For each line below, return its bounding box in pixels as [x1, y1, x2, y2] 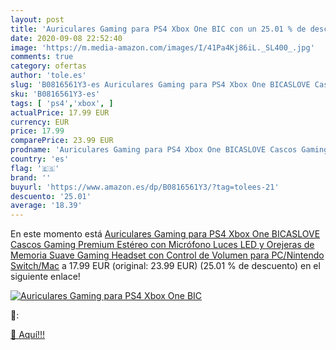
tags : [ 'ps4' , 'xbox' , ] [10, 98, 114, 108]
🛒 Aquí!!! [10, 329, 46, 341]
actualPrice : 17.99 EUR [10, 107, 110, 118]
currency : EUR [10, 117, 70, 127]
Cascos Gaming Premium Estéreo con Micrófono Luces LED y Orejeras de [10, 239, 315, 251]
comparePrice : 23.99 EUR [10, 136, 114, 146]
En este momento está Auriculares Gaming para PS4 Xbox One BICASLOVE [10, 228, 321, 240]
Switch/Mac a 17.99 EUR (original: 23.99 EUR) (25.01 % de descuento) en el [10, 260, 321, 272]
